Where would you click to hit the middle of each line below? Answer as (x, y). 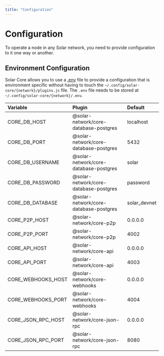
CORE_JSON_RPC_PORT (36, 340)
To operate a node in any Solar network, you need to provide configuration (80, 48)
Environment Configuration (47, 68)
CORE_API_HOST (27, 248)
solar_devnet (142, 203)
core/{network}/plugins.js (32, 91)
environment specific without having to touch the (54, 85)
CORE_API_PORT (27, 262)
